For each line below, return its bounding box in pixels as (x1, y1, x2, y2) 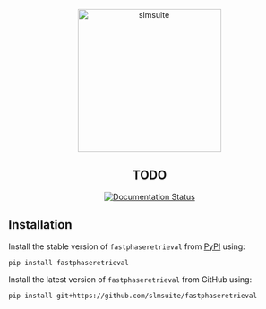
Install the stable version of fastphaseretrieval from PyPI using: (8, 241, 245, 252)
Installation (8, 217, 73, 232)
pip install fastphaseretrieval (8, 258, 129, 267)
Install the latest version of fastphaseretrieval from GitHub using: (8, 273, 253, 285)
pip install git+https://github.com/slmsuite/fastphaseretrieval (8, 291, 257, 300)
